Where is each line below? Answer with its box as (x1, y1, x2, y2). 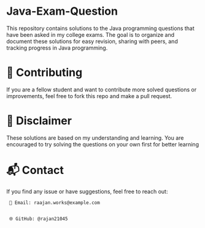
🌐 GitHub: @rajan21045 (9, 216, 68, 222)
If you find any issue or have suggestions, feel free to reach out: (6, 188, 168, 195)
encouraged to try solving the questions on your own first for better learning (6, 140, 199, 148)
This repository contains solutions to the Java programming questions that (6, 25, 195, 32)
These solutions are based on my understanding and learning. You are (6, 134, 184, 142)
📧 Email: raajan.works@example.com (9, 199, 100, 206)
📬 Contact (6, 164, 64, 177)
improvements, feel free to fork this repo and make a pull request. (6, 92, 172, 99)
